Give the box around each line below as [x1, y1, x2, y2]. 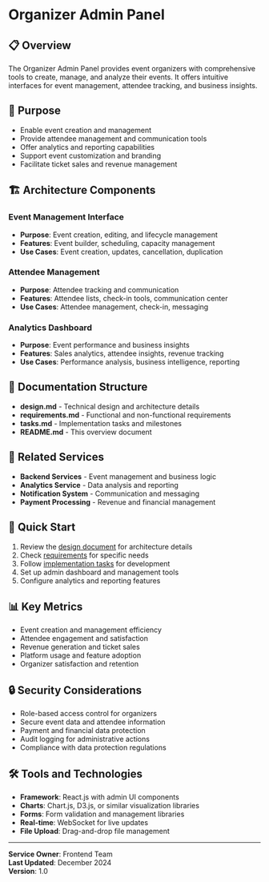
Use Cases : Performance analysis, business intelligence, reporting [19, 357, 240, 367]
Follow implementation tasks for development [19, 558, 171, 568]
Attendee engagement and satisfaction [19, 634, 149, 643]
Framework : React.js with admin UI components [19, 791, 180, 802]
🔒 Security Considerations [8, 683, 143, 697]
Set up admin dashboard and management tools [19, 567, 179, 577]
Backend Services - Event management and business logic [19, 471, 217, 481]
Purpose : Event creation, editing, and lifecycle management [19, 230, 219, 240]
